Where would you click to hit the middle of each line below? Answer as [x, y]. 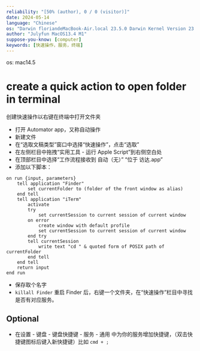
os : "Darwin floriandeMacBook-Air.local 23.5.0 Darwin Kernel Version [96, 28]
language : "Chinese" [32, 23]
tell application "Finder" [51, 184]
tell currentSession [53, 241]
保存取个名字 [31, 284]
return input [33, 268]
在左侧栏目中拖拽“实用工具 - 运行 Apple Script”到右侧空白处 [88, 152]
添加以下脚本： [33, 167]
